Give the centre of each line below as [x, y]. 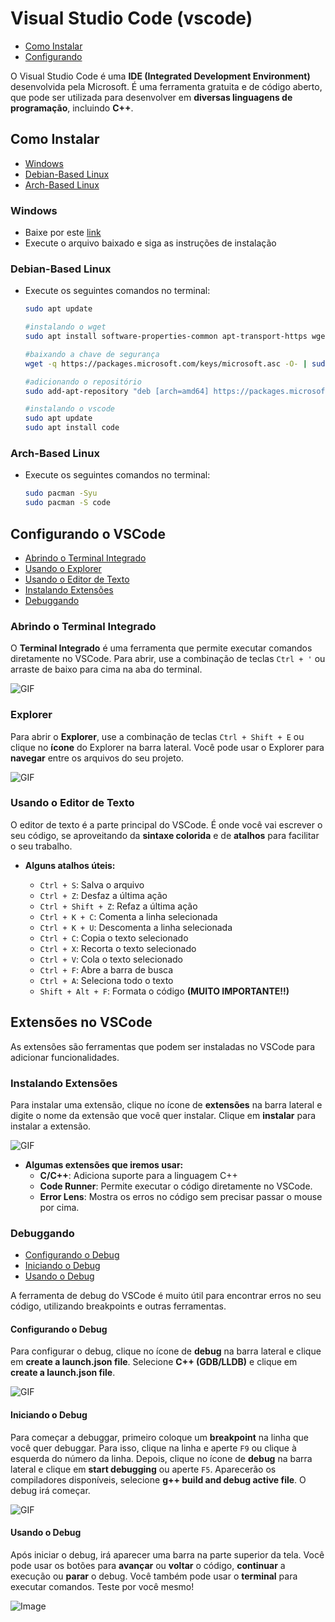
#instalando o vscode [69, 409]
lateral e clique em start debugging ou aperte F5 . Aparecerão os [143, 1469]
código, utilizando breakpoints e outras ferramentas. [118, 1306]
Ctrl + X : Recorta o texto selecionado [118, 948]
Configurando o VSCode [88, 533]
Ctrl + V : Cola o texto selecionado [111, 959]
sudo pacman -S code [67, 503]
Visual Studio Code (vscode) [131, 18]
